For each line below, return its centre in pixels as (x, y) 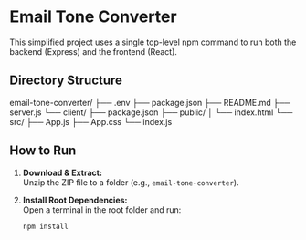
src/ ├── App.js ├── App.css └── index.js (91, 121)
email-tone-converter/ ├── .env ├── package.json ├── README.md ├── (150, 102)
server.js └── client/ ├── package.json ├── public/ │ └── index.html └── (151, 112)
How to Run (43, 151)
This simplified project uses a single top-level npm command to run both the (153, 42)
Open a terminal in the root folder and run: (102, 209)
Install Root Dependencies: (75, 200)
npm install (45, 226)
